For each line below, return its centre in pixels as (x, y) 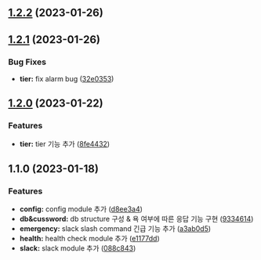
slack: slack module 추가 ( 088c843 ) (78, 248)
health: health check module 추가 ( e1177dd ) (90, 239)
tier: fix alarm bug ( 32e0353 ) (67, 79)
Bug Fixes (27, 62)
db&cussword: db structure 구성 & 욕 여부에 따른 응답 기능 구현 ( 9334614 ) (136, 219)
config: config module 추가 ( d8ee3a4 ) (81, 209)
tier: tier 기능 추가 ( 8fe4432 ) (65, 143)
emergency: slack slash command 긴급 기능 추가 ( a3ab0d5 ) (115, 229)
